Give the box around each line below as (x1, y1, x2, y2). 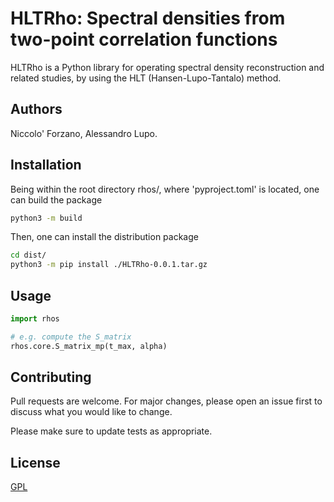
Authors (10, 101, 63, 118)
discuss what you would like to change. (10, 406, 173, 418)
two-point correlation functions (10, 28, 278, 51)
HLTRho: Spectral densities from (10, 7, 286, 30)
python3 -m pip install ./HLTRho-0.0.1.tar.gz (10, 260, 208, 270)
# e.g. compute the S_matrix (10, 332, 132, 342)
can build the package (10, 193, 103, 206)
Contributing (10, 369, 92, 386)
